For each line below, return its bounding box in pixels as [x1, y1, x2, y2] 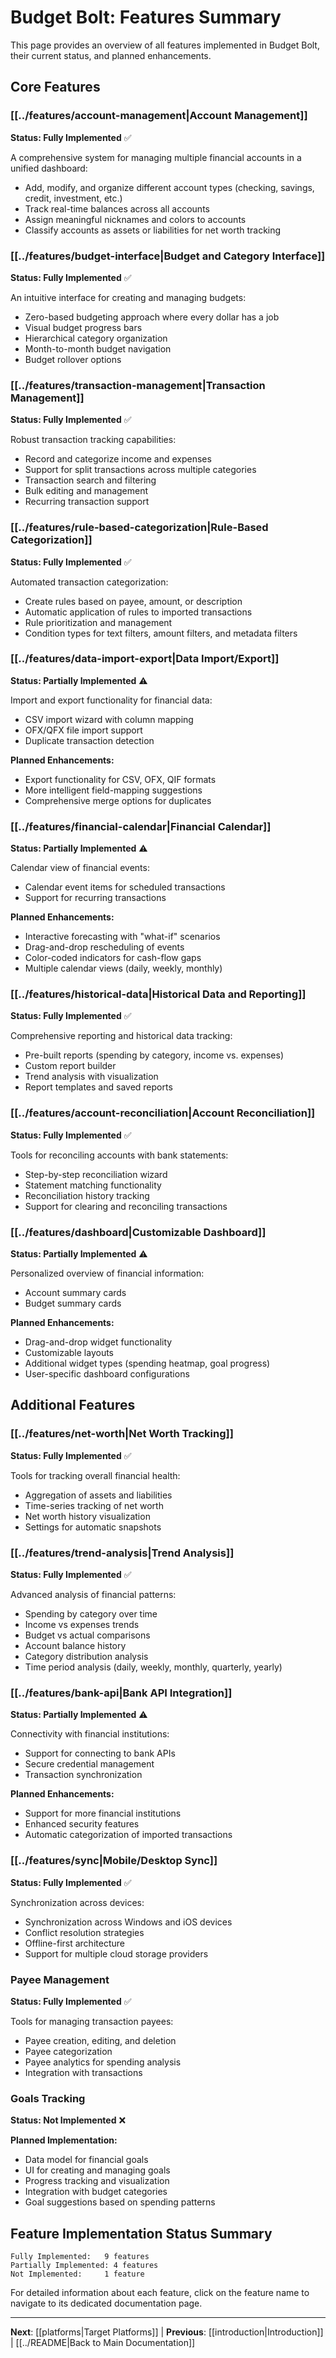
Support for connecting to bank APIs [24, 1747, 176, 1760]
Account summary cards [24, 1287, 127, 1298]
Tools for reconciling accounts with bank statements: [10, 1149, 229, 1161]
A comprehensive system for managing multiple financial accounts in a [10, 151, 302, 163]
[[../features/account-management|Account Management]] [10, 109, 308, 123]
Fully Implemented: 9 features [10, 2251, 150, 2261]
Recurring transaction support [24, 496, 150, 508]
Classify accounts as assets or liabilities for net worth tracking [24, 224, 282, 236]
